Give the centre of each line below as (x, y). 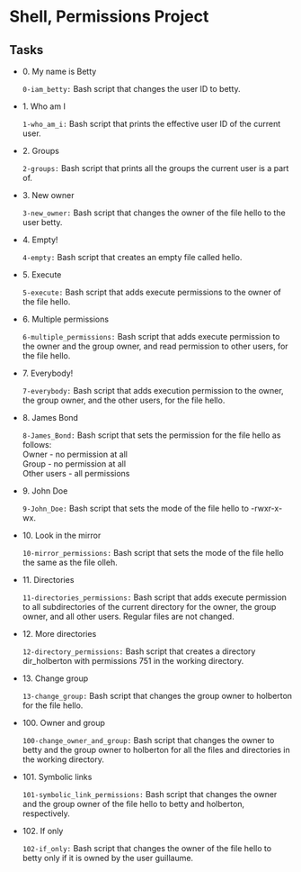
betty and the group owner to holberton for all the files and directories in (156, 750)
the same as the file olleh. (70, 562)
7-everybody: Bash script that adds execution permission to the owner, (153, 391)
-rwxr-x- (267, 508)
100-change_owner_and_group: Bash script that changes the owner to (148, 740)
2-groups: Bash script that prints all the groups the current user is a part (155, 168)
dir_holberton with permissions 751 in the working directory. (133, 661)
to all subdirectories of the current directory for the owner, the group (149, 607)
